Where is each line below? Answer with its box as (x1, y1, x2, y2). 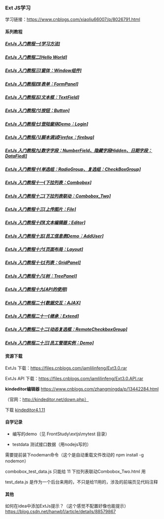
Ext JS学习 (5, 4, 31, 11)
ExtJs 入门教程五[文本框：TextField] (5, 94, 80, 100)
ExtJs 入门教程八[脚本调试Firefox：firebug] (5, 134, 95, 140)
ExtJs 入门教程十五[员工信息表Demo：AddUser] (5, 233, 104, 239)
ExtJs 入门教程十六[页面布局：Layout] (5, 246, 84, 252)
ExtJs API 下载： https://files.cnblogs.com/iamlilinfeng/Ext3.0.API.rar (5, 375, 144, 381)
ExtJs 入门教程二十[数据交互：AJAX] (5, 299, 81, 306)
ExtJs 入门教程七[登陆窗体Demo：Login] (5, 121, 89, 127)
